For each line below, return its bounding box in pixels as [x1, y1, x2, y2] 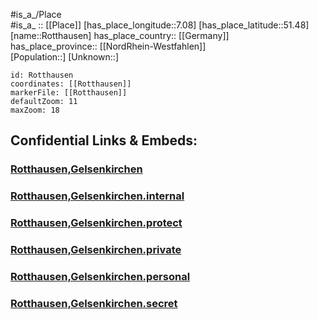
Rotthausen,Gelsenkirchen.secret [10, 296, 178, 310]
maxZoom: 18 [10, 105, 60, 115]
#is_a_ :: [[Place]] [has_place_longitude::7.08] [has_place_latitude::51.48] [10, 19, 310, 31]
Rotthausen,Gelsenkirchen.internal [10, 189, 185, 203]
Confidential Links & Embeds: [10, 132, 198, 149]
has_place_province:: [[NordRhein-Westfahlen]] [10, 40, 207, 52]
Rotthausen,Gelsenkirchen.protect [10, 216, 183, 230]
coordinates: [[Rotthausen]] [10, 79, 132, 89]
